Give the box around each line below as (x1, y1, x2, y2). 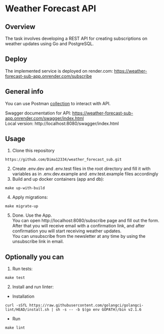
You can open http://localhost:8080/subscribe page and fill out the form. (12, 218, 160, 223)
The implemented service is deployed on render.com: (5, 68, 113, 74)
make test (5, 276, 26, 280)
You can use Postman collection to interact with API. (5, 100, 111, 106)
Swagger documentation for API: (5, 110, 71, 116)
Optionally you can (5, 252, 64, 261)
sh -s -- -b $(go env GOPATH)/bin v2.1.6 (55, 307, 141, 312)
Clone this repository (12, 148, 55, 154)
